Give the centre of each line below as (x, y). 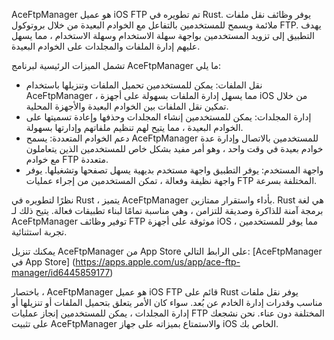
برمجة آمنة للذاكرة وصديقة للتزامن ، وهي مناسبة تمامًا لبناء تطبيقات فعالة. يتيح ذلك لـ (167, 210)
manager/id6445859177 (61, 272)
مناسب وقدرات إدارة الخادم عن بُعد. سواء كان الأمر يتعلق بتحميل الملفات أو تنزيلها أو (167, 302)
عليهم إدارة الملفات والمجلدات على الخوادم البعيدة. (106, 46)
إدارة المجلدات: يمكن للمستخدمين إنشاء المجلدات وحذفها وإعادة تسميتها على (168, 117)
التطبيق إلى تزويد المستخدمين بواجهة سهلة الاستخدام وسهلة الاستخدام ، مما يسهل (163, 35)
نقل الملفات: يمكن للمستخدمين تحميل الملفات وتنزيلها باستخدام (144, 85)
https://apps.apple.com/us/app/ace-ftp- (158, 262)
